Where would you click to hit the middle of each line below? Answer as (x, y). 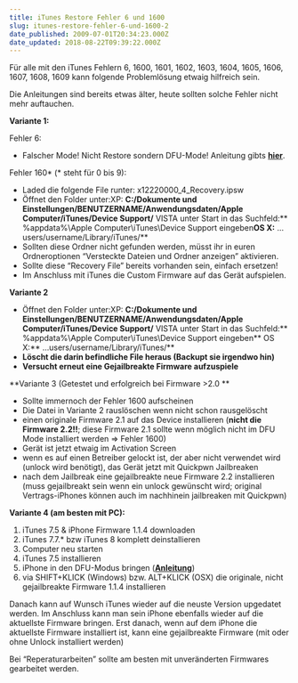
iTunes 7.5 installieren (61, 558)
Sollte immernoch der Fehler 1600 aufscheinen (108, 401)
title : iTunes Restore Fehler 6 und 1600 (87, 17)
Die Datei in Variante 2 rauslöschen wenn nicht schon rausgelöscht (145, 411)
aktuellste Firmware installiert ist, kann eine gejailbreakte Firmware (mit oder (149, 632)
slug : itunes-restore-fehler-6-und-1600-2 (89, 26)
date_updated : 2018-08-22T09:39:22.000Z (85, 42)
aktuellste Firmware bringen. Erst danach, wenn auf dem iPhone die (133, 623)
